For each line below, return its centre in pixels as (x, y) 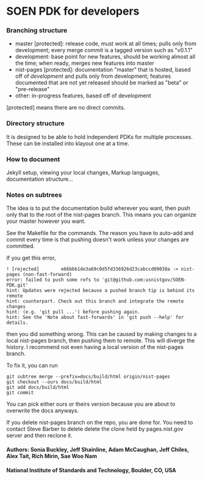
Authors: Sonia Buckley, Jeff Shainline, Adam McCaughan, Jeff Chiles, (98, 449)
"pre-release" (32, 89)
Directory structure (36, 124)
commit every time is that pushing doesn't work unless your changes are (98, 239)
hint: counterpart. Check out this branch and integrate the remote (95, 301)
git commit (20, 393)
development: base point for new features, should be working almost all (105, 57)
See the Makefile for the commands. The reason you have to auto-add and (100, 233)
